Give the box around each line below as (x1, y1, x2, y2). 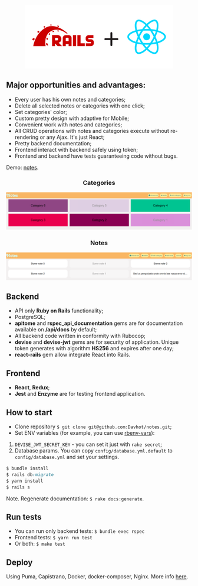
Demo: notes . (6, 164, 39, 171)
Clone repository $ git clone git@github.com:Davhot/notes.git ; (14, 423, 172, 430)
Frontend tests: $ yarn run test (14, 534, 93, 541)
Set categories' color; (14, 108, 68, 115)
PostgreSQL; (14, 314, 46, 321)
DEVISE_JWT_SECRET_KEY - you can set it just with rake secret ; (14, 441, 163, 448)
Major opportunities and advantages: (6, 80, 146, 90)
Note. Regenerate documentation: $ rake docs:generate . (6, 495, 144, 502)
